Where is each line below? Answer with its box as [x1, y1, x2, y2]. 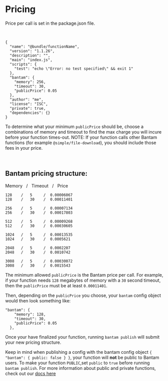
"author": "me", [10, 97, 44, 102]
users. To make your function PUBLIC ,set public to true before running [5, 359, 150, 366]
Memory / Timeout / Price [5, 182, 69, 188]
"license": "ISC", [10, 101, 49, 106]
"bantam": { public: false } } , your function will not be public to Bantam [5, 354, 159, 360]
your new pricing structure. [5, 339, 62, 345]
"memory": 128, [14, 311, 46, 317]
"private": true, [10, 106, 46, 111]
